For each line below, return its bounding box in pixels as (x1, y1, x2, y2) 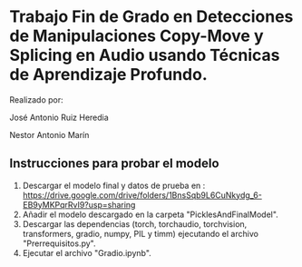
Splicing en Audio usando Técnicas (9, 45, 280, 65)
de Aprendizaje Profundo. (9, 64, 208, 85)
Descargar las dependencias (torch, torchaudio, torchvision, (22, 218, 248, 229)
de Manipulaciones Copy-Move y (9, 25, 264, 46)
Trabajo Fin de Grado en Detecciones (9, 6, 294, 27)
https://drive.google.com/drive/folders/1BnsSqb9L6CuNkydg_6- (22, 189, 263, 201)
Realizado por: (9, 94, 63, 105)
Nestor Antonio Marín (9, 129, 90, 140)
